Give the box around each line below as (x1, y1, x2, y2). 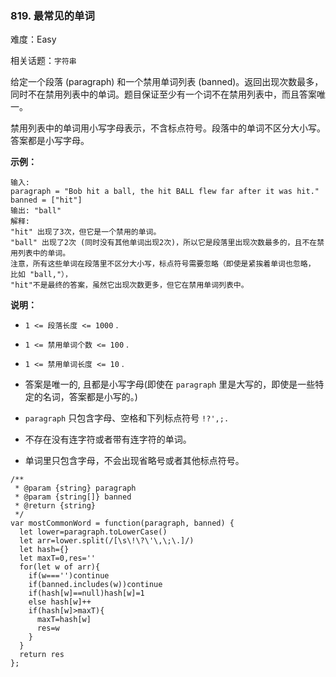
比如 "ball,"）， (10, 270, 73, 280)
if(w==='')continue (28, 571, 110, 581)
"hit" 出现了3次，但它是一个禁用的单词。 (10, 227, 162, 237)
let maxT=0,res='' (19, 553, 97, 564)
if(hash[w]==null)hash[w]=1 (28, 588, 145, 599)
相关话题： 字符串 (10, 55, 77, 67)
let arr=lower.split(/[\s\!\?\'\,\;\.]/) (19, 536, 195, 546)
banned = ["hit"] (10, 195, 83, 206)
